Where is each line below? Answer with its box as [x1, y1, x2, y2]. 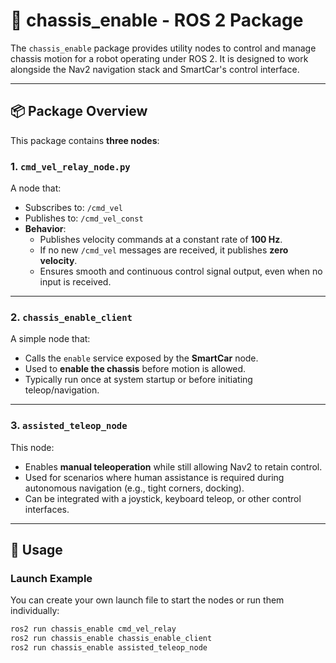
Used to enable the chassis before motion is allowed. [24, 363, 247, 375]
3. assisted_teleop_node [10, 419, 128, 433]
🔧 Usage [10, 542, 63, 559]
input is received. [39, 276, 112, 288]
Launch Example [10, 571, 93, 585]
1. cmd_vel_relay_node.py [10, 159, 131, 173]
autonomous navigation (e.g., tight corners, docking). [24, 482, 245, 494]
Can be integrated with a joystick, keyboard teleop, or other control [24, 492, 302, 504]
